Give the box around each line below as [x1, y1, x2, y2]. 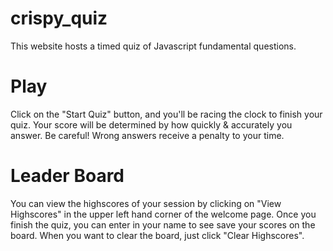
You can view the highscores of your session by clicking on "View [10, 197, 282, 209]
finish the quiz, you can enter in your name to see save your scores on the [10, 218, 316, 231]
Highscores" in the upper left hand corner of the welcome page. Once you [10, 208, 317, 220]
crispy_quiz [10, 7, 108, 30]
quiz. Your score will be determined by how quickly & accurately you [10, 118, 293, 131]
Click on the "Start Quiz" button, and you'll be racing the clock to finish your [10, 108, 323, 120]
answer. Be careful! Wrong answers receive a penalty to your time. [10, 129, 285, 141]
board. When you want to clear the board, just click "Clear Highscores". [10, 229, 305, 241]
